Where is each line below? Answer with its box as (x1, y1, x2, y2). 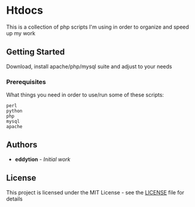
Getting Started (6, 47, 65, 57)
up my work (6, 29, 36, 36)
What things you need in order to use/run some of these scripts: (6, 91, 164, 98)
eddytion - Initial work (14, 156, 71, 163)
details (6, 195, 23, 202)
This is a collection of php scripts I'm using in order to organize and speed (6, 23, 190, 30)
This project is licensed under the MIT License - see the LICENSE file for (6, 189, 184, 196)
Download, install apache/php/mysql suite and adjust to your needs (6, 63, 172, 70)
